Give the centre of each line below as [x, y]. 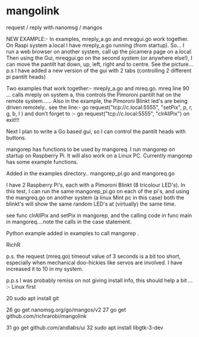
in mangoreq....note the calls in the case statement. [69, 222]
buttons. [16, 137]
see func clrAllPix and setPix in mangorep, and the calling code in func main [99, 215]
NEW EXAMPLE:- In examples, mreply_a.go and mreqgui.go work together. [97, 39]
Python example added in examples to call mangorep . [73, 233]
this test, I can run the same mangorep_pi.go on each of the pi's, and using [98, 191]
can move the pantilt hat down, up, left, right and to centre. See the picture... [99, 64]
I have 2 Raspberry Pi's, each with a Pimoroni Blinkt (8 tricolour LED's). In [96, 185]
